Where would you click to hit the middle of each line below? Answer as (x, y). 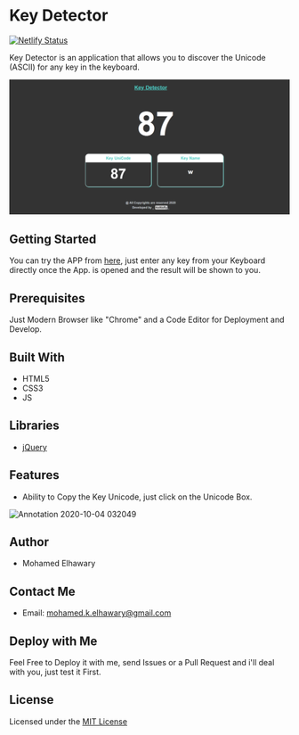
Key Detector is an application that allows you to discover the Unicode (137, 57)
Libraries (34, 426)
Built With (37, 357)
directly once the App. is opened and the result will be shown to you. (135, 270)
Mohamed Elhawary (59, 564)
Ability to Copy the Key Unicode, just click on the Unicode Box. (137, 497)
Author (29, 542)
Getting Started (53, 239)
